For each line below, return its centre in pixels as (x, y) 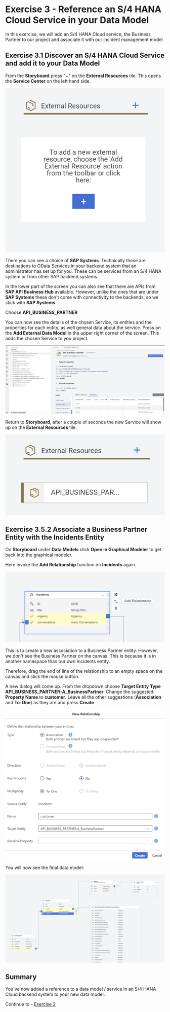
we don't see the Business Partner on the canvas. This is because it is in (80, 656)
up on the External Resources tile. (41, 427)
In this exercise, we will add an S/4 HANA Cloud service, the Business (78, 34)
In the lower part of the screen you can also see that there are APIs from (80, 286)
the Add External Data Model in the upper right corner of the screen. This (82, 333)
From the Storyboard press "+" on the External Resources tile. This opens (83, 76)
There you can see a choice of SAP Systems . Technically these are (75, 260)
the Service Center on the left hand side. (48, 81)
